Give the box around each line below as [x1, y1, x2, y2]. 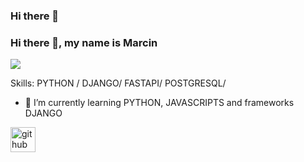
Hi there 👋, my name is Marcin [10, 35, 158, 49]
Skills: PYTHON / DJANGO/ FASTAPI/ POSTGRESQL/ [10, 77, 227, 89]
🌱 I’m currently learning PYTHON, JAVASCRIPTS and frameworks [24, 97, 295, 109]
